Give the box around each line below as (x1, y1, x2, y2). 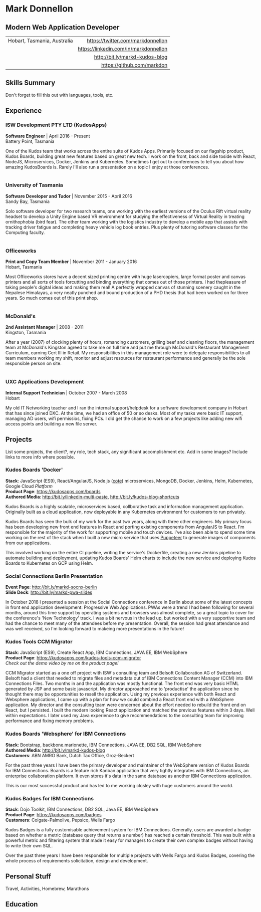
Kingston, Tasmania (6, 329, 47, 336)
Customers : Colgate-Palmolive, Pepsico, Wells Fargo (6, 817, 115, 823)
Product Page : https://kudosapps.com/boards (6, 488, 101, 494)
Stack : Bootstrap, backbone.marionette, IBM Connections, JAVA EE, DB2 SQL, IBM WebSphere (6, 742, 202, 748)
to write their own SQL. (6, 842, 53, 848)
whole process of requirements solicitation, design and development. (6, 857, 148, 863)
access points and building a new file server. (6, 420, 98, 426)
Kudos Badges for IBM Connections (6, 795, 94, 802)
